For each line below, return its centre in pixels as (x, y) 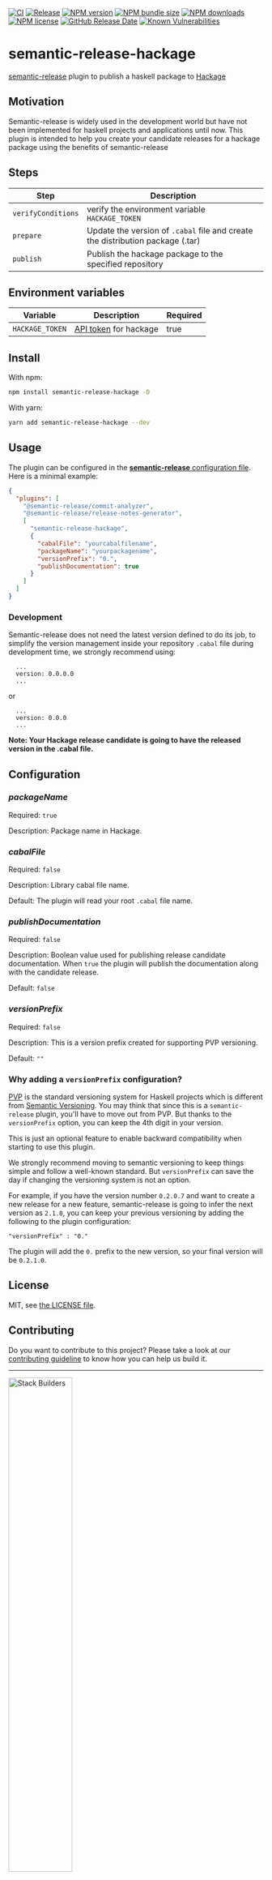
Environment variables (67, 292)
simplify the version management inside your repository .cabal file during (131, 644)
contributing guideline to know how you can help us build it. (108, 1359)
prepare (27, 236)
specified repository (125, 263)
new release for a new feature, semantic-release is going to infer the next (131, 1205)
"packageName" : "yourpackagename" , (98, 551)
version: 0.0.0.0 (45, 674)
